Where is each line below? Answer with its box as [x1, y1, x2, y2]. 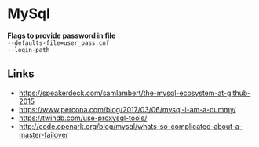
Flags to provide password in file [7, 31, 116, 40]
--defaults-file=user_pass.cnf [7, 39, 110, 47]
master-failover [18, 130, 68, 139]
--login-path [7, 46, 50, 53]
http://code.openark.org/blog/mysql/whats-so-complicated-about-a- [18, 121, 243, 130]
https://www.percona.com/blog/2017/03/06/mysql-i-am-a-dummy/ [18, 105, 236, 114]
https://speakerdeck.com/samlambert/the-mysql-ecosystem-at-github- [18, 88, 251, 97]
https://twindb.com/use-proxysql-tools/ [18, 113, 148, 123]
